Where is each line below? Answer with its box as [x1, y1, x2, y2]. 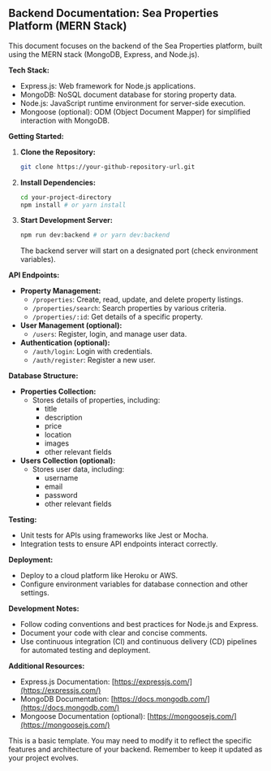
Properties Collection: [19, 386, 97, 397]
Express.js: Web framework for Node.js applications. [19, 81, 196, 90]
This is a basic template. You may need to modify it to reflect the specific [8, 736, 252, 746]
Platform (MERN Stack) [8, 20, 127, 33]
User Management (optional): [19, 320, 123, 330]
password [44, 490, 78, 500]
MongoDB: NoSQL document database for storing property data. [19, 89, 237, 99]
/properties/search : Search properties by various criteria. [32, 303, 227, 313]
